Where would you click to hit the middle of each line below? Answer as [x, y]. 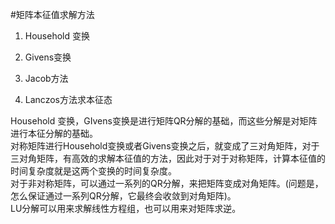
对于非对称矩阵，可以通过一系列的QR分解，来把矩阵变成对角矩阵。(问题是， [167, 183]
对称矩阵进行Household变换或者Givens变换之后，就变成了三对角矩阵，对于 [165, 146]
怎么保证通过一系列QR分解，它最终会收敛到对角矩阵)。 [123, 196]
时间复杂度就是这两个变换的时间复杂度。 [93, 171]
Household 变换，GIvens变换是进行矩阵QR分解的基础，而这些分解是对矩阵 [164, 121]
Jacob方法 [46, 78]
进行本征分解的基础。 [54, 133]
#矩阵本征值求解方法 [52, 14]
